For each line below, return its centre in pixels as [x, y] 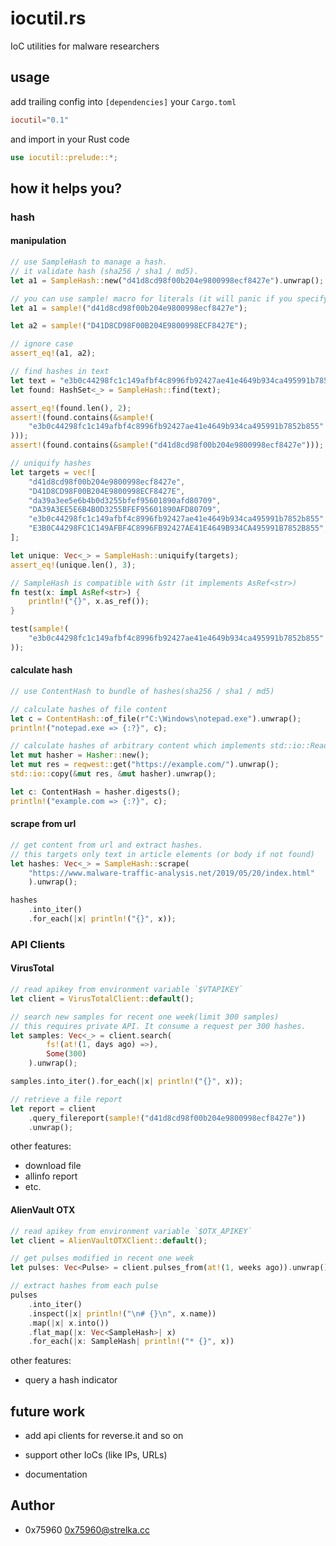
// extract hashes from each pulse [84, 1286]
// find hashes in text [60, 372]
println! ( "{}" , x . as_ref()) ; [89, 602]
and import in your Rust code [70, 139]
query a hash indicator [71, 1380]
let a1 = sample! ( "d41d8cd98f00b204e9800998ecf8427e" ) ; [129, 308]
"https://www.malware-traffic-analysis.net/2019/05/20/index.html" [171, 873]
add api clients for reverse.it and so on [104, 1436]
